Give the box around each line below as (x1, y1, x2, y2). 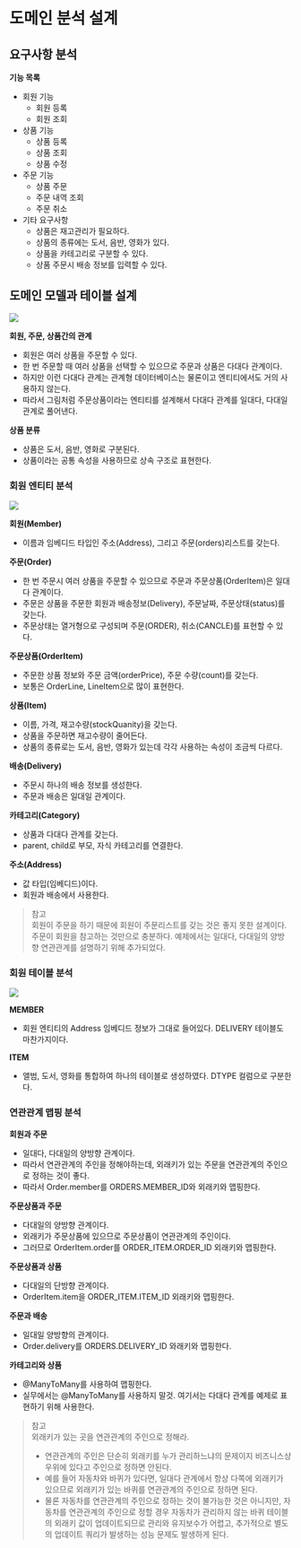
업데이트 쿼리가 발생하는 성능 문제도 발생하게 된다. (54, 1528, 229, 1539)
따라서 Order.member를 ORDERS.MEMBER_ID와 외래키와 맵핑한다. (21, 1181, 261, 1192)
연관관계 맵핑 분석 (9, 1107, 82, 1119)
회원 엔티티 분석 (9, 479, 73, 491)
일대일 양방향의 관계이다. (21, 1329, 109, 1340)
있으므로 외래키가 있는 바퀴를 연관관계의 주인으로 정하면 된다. (44, 1483, 258, 1494)
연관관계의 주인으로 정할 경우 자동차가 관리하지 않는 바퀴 (68, 1506, 265, 1517)
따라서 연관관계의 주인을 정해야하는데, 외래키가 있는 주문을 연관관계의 (21, 1159, 264, 1170)
